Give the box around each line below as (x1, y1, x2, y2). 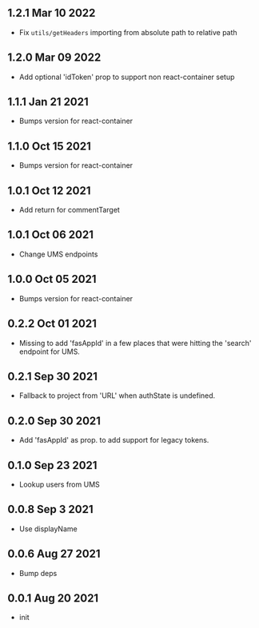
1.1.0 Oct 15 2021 (7, 139, 91, 153)
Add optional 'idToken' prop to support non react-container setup (18, 72, 235, 81)
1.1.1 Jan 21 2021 (7, 95, 89, 109)
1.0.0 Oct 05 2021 (7, 272, 97, 286)
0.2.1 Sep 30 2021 (7, 369, 98, 383)
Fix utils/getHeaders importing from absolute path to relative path (18, 27, 237, 37)
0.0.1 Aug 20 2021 (7, 591, 99, 605)
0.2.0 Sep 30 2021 (7, 414, 102, 427)
